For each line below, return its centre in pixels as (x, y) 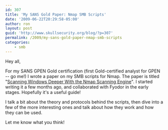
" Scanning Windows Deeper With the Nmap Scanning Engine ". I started (79, 81)
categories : (18, 42)
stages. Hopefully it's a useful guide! (43, 92)
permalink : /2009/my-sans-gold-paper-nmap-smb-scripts (64, 38)
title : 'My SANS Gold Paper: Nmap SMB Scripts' (56, 14)
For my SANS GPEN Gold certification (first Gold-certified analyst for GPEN (83, 71)
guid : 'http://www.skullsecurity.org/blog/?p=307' (59, 33)
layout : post (19, 28)
